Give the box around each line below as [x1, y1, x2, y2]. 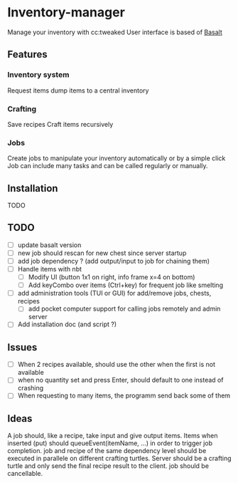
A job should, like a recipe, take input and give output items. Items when [7, 432, 218, 440]
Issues [7, 341, 38, 353]
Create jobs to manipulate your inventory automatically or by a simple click [7, 154, 226, 162]
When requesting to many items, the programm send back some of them [17, 391, 231, 400]
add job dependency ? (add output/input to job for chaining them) [17, 256, 210, 265]
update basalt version [17, 240, 82, 249]
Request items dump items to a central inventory [7, 86, 149, 95]
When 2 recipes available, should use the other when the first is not [17, 360, 215, 369]
